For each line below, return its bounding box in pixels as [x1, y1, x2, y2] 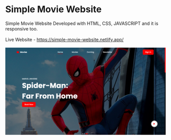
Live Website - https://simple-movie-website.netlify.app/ [5, 37, 124, 43]
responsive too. [5, 25, 38, 31]
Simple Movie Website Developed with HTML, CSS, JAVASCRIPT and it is [5, 20, 159, 26]
